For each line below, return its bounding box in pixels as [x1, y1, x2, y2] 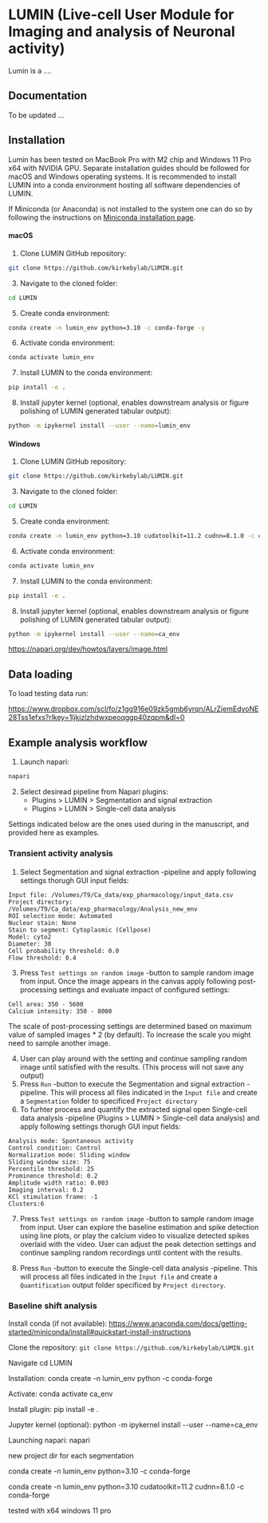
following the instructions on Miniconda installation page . [8, 212, 196, 222]
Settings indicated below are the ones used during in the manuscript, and [8, 819, 250, 829]
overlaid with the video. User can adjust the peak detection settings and [19, 1240, 257, 1249]
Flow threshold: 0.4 [8, 954, 77, 963]
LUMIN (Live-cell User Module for [8, 6, 235, 24]
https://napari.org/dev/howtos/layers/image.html [8, 644, 168, 654]
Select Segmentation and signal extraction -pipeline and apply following [19, 868, 257, 877]
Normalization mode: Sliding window [8, 1151, 130, 1159]
